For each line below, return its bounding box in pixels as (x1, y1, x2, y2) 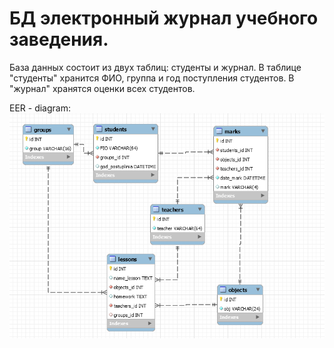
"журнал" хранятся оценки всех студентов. (9, 82, 196, 94)
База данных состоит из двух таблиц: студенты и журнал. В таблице (9, 61, 302, 73)
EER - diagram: (9, 102, 71, 114)
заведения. (9, 28, 109, 51)
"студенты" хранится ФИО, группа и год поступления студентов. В (9, 72, 295, 84)
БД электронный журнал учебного (9, 7, 319, 30)
